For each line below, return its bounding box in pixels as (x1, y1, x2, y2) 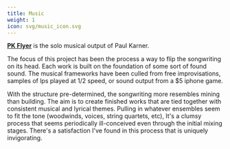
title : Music (7, 10, 45, 17)
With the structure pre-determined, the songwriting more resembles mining (7, 90, 220, 98)
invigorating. (7, 134, 43, 142)
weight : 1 (7, 16, 36, 23)
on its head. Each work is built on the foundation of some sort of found (7, 62, 207, 71)
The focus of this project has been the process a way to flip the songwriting (7, 55, 222, 63)
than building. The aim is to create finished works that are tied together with (7, 98, 222, 106)
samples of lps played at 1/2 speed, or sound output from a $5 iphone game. (7, 77, 223, 85)
